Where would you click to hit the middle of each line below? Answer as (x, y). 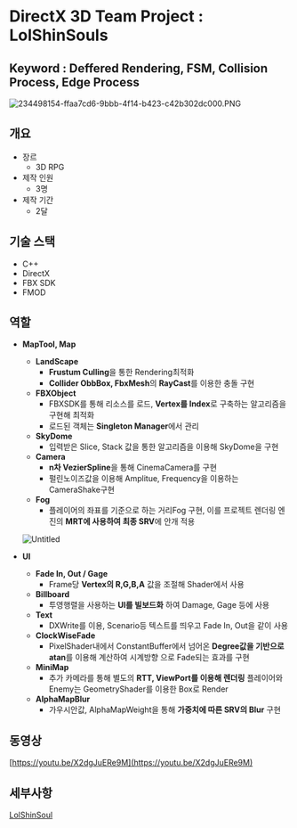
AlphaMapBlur (63, 699)
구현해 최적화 (72, 415)
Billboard (52, 594)
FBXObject (56, 393)
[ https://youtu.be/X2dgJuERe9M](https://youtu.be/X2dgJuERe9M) (131, 763)
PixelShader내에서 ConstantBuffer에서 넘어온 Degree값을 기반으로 (166, 646)
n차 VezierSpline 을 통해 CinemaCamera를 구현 (133, 467)
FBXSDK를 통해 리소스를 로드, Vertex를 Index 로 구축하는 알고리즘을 (168, 404)
